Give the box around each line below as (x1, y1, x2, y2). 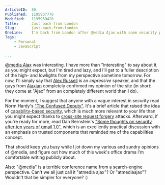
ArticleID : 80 (5, 7, 36, 12)
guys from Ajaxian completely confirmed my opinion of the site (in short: (5, 82, 152, 89)
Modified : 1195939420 (5, 16, 54, 21)
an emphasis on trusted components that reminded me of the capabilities (5, 129, 153, 135)
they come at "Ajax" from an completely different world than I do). (5, 88, 138, 94)
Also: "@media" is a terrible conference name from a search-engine (5, 164, 143, 170)
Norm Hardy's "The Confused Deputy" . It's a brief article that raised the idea (5, 103, 160, 109)
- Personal (14, 39, 36, 44)
